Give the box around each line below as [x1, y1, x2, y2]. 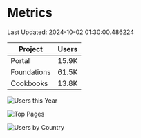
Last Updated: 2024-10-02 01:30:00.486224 [7, 28, 135, 36]
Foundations [10, 67, 51, 77]
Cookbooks [10, 78, 48, 88]
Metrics [7, 5, 53, 21]
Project [18, 44, 44, 53]
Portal [10, 55, 30, 65]
